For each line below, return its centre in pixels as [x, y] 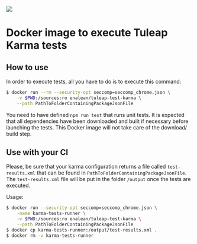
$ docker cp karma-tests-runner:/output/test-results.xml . [82, 230]
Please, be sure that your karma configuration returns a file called [86, 167]
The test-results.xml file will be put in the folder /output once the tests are [98, 179]
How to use [27, 67]
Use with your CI [37, 152]
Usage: [15, 197]
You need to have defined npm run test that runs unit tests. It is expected [95, 115]
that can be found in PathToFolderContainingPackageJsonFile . [112, 173]
